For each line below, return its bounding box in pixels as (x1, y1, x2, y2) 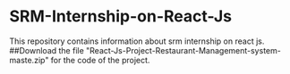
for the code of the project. (50, 54, 150, 65)
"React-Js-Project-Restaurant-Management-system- (86, 45, 282, 55)
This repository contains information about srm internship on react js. (9, 36, 265, 46)
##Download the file (9, 45, 85, 55)
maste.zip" (9, 54, 49, 65)
